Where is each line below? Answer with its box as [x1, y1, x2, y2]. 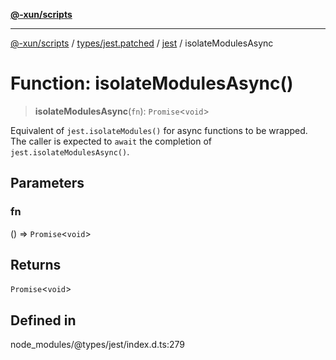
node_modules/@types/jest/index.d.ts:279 [10, 339, 185, 351]
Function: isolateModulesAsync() [10, 72, 294, 95]
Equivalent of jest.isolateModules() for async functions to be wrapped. [10, 124, 308, 136]
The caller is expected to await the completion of [10, 135, 213, 147]
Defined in [10, 312, 77, 329]
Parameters [10, 175, 85, 192]
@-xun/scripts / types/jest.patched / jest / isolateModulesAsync [10, 37, 274, 49]
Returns [10, 257, 62, 274]
